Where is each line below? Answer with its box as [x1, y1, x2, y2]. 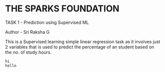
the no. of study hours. [5, 49, 52, 55]
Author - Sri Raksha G [5, 29, 50, 35]
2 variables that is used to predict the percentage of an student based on [5, 44, 155, 50]
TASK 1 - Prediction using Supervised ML [5, 19, 89, 25]
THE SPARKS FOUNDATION [5, 3, 120, 14]
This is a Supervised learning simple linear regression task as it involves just [5, 38, 161, 45]
